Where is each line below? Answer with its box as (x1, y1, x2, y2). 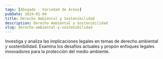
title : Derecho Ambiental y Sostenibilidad (5, 16, 95, 21)
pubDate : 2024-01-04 (5, 12, 47, 16)
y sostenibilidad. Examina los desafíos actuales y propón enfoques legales (5, 44, 155, 49)
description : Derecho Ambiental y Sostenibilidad (5, 20, 108, 26)
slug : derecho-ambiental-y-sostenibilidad (5, 25, 93, 30)
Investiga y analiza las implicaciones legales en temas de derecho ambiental (5, 38, 159, 44)
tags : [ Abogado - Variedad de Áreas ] (5, 7, 82, 12)
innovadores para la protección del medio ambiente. (5, 49, 110, 55)
